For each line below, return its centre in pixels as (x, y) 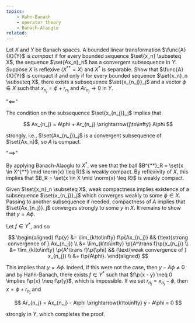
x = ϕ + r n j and (24, 290)
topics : (15, 11)
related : (17, 33)
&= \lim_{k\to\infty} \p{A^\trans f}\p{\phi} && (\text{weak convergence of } (98, 250)
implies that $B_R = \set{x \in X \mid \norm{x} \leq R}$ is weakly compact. (95, 178)
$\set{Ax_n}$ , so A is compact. (44, 141)
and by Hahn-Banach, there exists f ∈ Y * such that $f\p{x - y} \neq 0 (89, 274)
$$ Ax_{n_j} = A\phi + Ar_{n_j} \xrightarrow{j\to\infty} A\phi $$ (98, 124)
